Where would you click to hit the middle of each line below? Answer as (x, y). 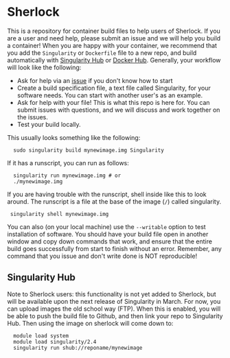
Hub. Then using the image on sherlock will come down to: (90, 323)
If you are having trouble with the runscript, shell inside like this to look (107, 194)
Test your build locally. (49, 124)
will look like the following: (44, 67)
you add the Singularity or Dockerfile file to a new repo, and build (102, 53)
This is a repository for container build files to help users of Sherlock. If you (114, 31)
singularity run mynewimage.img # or (67, 176)
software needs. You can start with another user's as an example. (110, 95)
